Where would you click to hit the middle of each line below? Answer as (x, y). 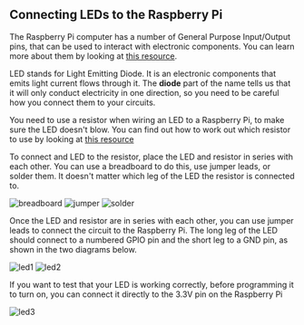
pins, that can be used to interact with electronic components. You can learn (152, 46)
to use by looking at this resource (72, 139)
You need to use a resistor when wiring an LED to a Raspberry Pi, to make (147, 119)
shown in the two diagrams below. (74, 249)
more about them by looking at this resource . (93, 56)
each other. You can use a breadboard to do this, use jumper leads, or (140, 166)
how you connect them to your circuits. (83, 102)
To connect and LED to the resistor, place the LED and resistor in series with (151, 157)
